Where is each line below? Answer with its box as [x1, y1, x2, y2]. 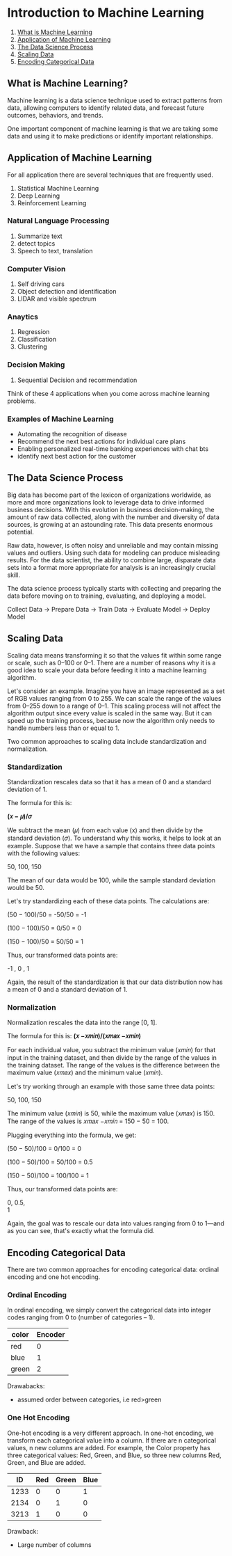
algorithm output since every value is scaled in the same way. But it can [7, 708, 213, 717]
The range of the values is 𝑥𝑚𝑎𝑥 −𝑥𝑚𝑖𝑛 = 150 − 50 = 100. [7, 1117, 169, 1125]
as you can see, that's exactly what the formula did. [7, 1227, 155, 1235]
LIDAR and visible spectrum [17, 294, 97, 303]
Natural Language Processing [7, 216, 110, 225]
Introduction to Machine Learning [7, 5, 205, 21]
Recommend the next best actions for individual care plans [17, 437, 186, 446]
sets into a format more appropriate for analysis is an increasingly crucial [7, 563, 216, 571]
